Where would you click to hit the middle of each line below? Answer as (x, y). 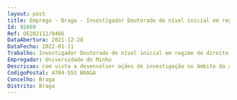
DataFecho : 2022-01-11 (41, 46)
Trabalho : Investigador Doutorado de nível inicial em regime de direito (118, 54)
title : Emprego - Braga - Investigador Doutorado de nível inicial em (113, 20)
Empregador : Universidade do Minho (60, 60)
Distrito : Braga (31, 86)
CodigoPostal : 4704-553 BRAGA (52, 73)
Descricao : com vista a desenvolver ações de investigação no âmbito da (116, 66)
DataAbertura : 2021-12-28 (45, 40)
